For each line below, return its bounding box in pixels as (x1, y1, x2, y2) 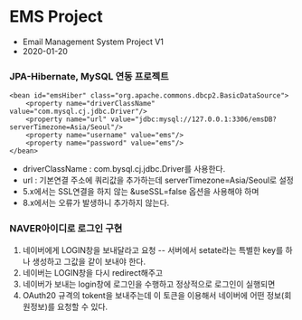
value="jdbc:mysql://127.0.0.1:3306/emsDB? (109, 115, 278, 124)
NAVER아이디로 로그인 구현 (9, 222, 123, 235)
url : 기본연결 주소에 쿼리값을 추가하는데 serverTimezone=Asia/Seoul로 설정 (22, 174, 294, 186)
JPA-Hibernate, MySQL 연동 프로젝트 (9, 70, 169, 82)
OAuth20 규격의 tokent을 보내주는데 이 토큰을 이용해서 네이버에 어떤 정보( (22, 289, 285, 300)
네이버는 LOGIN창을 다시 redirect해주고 (22, 267, 164, 278)
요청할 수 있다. (57, 301, 109, 312)
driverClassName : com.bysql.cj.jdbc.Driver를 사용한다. (22, 164, 226, 174)
